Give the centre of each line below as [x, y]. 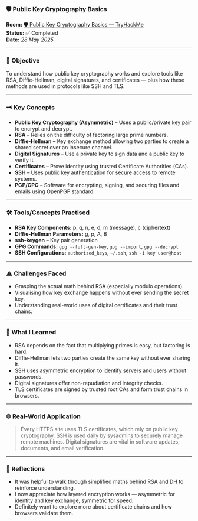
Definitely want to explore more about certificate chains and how [93, 507]
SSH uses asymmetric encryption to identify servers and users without [100, 370]
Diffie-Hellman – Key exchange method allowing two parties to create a [102, 141]
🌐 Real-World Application [43, 416]
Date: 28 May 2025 [30, 40]
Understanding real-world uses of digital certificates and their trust [96, 305]
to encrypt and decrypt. [43, 128]
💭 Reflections [26, 469]
